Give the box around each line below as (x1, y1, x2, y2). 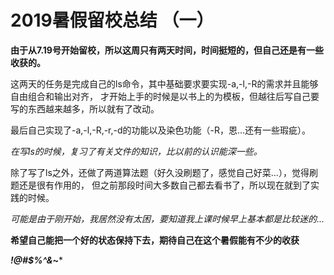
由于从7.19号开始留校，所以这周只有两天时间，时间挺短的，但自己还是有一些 (10, 44, 324, 56)
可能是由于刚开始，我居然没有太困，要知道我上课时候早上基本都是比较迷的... (10, 212, 325, 225)
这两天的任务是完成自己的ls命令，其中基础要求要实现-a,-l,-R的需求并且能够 (10, 77, 319, 90)
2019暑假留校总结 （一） (10, 9, 215, 32)
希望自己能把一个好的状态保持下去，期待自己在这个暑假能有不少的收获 (10, 234, 300, 246)
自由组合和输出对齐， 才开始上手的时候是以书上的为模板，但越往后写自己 (10, 90, 311, 102)
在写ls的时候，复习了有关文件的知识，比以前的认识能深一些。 (10, 145, 263, 157)
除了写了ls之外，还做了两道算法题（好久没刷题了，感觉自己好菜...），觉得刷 (10, 166, 318, 178)
